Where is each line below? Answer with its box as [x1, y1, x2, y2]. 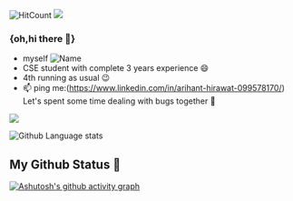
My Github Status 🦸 [9, 156, 121, 172]
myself [22, 53, 48, 64]
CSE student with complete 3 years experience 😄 [22, 63, 210, 74]
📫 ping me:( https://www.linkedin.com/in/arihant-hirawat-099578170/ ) [22, 83, 286, 94]
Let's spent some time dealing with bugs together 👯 [22, 95, 216, 106]
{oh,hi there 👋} [9, 32, 76, 45]
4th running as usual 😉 [22, 73, 111, 84]
